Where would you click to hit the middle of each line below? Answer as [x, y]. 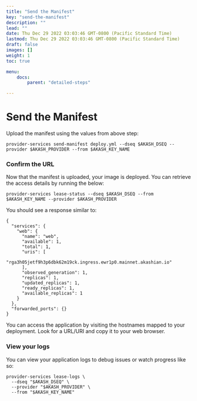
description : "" [26, 22]
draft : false [22, 45]
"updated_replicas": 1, [51, 283]
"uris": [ [34, 252]
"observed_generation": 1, [55, 273]
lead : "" [17, 28]
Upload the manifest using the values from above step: [73, 133]
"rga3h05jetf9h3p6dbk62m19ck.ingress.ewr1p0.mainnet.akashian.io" [89, 263]
